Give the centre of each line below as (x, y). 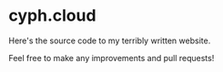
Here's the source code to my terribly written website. (110, 40)
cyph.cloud (52, 16)
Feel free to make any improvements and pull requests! (111, 58)
